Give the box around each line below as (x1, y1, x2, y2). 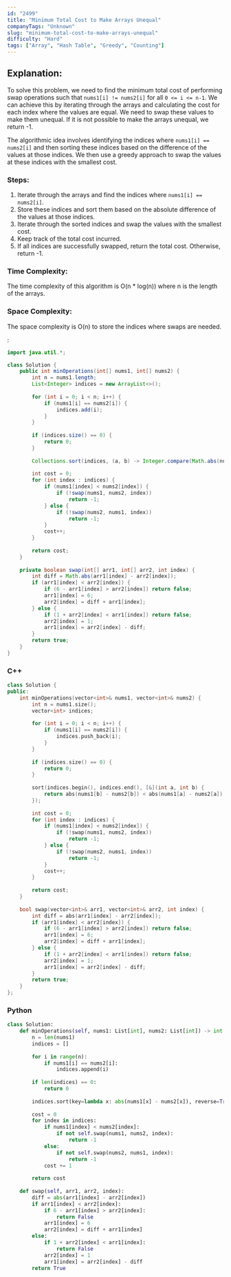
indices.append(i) (56, 1066, 109, 1073)
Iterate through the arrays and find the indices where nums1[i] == (16, 191, 203, 199)
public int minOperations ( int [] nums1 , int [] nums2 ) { (19, 368, 180, 375)
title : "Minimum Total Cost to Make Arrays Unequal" (7, 17, 162, 23)
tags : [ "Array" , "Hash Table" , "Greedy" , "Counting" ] (7, 42, 165, 49)
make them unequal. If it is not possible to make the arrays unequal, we (7, 115, 209, 123)
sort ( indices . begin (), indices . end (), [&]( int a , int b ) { (32, 784, 205, 791)
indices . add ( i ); (56, 406, 103, 413)
